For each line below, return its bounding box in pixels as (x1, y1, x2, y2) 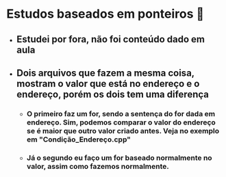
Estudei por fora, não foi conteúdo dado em (16, 33, 205, 45)
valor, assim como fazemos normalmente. (26, 161, 169, 171)
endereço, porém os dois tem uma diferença (16, 88, 210, 100)
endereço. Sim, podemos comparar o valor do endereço (26, 118, 216, 127)
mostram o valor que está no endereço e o (16, 78, 200, 90)
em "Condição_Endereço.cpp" (26, 135, 131, 144)
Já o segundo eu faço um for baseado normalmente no (26, 153, 213, 163)
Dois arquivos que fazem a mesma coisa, (16, 67, 194, 79)
